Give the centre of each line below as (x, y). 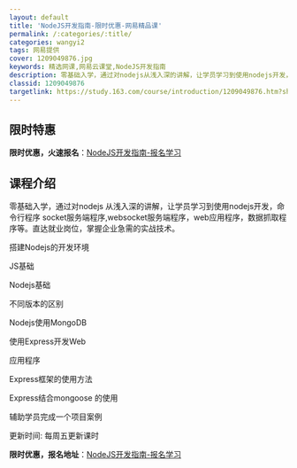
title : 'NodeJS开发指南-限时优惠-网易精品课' (86, 26)
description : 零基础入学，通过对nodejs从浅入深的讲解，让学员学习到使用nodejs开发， (151, 75)
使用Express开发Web (48, 341)
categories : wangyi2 (47, 42)
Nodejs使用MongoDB (48, 323)
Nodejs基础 (30, 285)
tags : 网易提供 (34, 51)
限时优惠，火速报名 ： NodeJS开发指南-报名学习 (95, 152)
